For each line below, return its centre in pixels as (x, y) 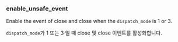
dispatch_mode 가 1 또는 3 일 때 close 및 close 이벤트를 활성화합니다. (84, 33)
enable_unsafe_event (37, 9)
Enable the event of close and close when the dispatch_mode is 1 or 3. (89, 21)
